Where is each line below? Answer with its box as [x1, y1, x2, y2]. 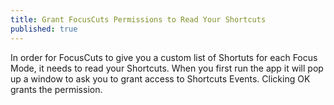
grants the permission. [10, 83, 103, 95]
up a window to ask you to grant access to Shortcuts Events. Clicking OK [10, 72, 311, 85]
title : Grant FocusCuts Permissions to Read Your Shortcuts [10, 14, 267, 25]
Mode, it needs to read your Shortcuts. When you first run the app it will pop [10, 62, 324, 74]
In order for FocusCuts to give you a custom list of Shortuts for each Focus [10, 51, 318, 63]
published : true [10, 24, 78, 34]
